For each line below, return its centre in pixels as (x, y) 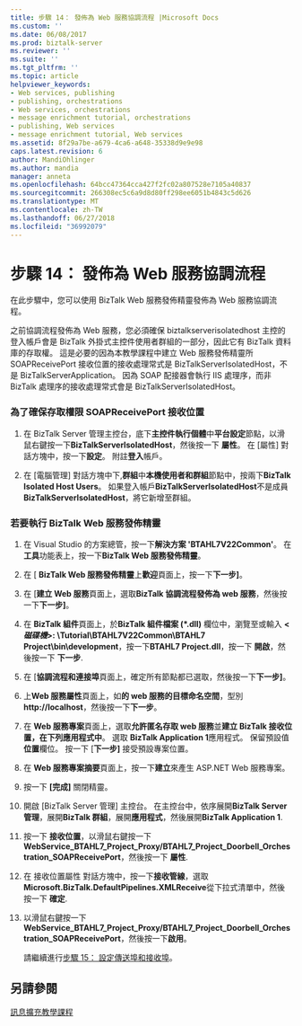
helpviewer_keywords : (51, 84)
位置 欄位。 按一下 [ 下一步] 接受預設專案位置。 (108, 749)
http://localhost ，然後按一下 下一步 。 (92, 707)
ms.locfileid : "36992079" (58, 226)
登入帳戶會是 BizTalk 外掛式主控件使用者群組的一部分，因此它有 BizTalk (142, 341)
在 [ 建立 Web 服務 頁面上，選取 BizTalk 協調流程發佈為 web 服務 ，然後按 (155, 594)
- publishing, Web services (63, 127)
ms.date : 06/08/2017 (49, 34)
